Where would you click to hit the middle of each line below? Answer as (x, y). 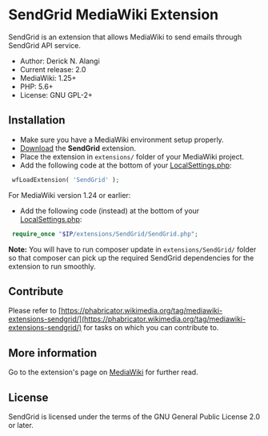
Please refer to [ (35, 311)
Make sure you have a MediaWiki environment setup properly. (122, 139)
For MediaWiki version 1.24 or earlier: (70, 195)
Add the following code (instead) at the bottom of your (110, 211)
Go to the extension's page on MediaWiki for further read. (103, 372)
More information (53, 353)
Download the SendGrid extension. (78, 148)
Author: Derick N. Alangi (60, 61)
